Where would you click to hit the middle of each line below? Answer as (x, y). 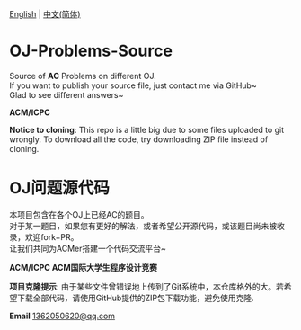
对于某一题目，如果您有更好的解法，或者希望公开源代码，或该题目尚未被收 (147, 226)
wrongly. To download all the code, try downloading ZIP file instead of (139, 139)
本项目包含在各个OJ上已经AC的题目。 (80, 214)
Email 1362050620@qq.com (62, 316)
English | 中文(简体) (45, 14)
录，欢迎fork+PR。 (44, 236)
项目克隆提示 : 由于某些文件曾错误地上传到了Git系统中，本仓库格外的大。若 (147, 286)
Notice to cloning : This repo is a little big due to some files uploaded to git (147, 129)
